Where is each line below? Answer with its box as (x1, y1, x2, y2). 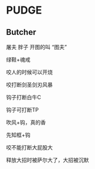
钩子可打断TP (6, 106, 39, 113)
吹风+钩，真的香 (6, 119, 46, 126)
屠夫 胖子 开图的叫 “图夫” (6, 44, 67, 50)
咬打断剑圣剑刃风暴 (6, 81, 53, 88)
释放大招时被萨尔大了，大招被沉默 (6, 157, 89, 163)
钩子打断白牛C (6, 94, 41, 100)
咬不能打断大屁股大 (6, 144, 53, 151)
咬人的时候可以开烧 (6, 69, 53, 76)
